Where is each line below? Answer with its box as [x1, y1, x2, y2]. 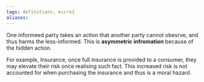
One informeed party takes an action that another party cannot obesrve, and [6, 31, 199, 38]
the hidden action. [6, 44, 52, 52]
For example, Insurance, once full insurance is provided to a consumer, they [6, 56, 197, 63]
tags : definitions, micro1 [6, 9, 75, 15]
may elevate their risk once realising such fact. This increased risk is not [6, 62, 188, 70]
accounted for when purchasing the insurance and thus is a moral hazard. [6, 69, 192, 76]
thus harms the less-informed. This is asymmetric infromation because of [6, 38, 194, 45]
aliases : [6, 15, 29, 21]
